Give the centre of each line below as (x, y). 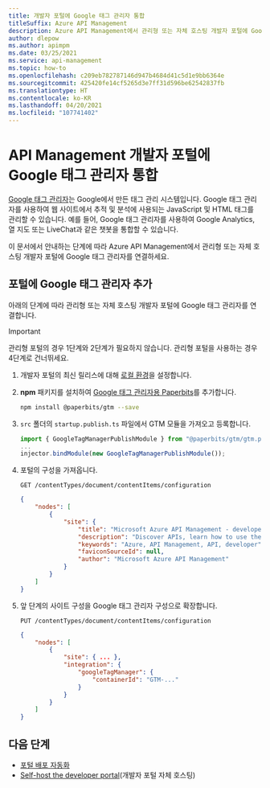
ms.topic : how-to (37, 68)
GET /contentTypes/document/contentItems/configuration (115, 486)
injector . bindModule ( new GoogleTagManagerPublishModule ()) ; (123, 454)
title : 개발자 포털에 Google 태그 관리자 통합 (77, 16)
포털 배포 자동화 (45, 765)
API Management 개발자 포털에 (109, 156)
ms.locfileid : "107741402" (53, 113)
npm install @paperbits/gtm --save (80, 407)
